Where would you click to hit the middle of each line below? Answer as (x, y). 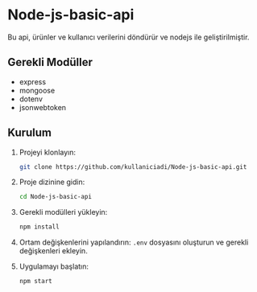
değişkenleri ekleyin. (53, 251)
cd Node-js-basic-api (55, 197)
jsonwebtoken (42, 107)
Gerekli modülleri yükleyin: (63, 212)
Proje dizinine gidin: (52, 182)
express (32, 81)
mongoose (37, 90)
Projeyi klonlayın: (47, 152)
